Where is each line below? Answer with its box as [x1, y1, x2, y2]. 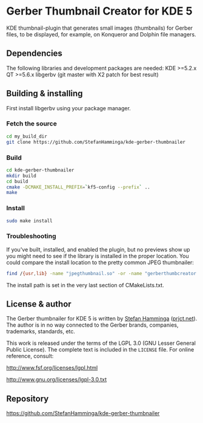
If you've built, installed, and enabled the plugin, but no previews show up [6, 245, 190, 253]
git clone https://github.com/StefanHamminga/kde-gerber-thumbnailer [6, 139, 186, 145]
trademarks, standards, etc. [6, 328, 76, 335]
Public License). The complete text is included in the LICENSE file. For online [6, 346, 195, 353]
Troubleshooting [6, 232, 56, 241]
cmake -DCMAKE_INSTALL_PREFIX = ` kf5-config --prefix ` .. [6, 184, 150, 190]
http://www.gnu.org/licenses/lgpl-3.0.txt [6, 376, 107, 383]
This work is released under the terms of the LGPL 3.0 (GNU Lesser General [6, 339, 196, 347]
